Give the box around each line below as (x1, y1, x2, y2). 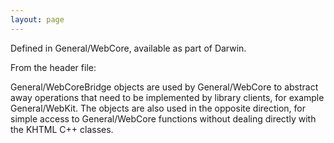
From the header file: (10, 61, 97, 73)
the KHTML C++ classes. (10, 123, 114, 135)
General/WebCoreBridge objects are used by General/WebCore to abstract (10, 81, 319, 93)
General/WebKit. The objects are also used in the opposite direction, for (10, 102, 307, 114)
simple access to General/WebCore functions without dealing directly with (10, 112, 317, 125)
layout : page (10, 14, 65, 25)
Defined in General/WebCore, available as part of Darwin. (10, 42, 247, 54)
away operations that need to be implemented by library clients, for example (10, 91, 325, 103)
